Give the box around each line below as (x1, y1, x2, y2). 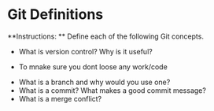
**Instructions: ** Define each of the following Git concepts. (7, 31, 204, 41)
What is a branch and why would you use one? (18, 77, 171, 87)
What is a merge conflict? (18, 94, 102, 103)
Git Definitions (7, 6, 104, 24)
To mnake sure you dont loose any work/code (18, 61, 168, 72)
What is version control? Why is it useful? (18, 46, 153, 56)
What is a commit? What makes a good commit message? (18, 85, 206, 95)
